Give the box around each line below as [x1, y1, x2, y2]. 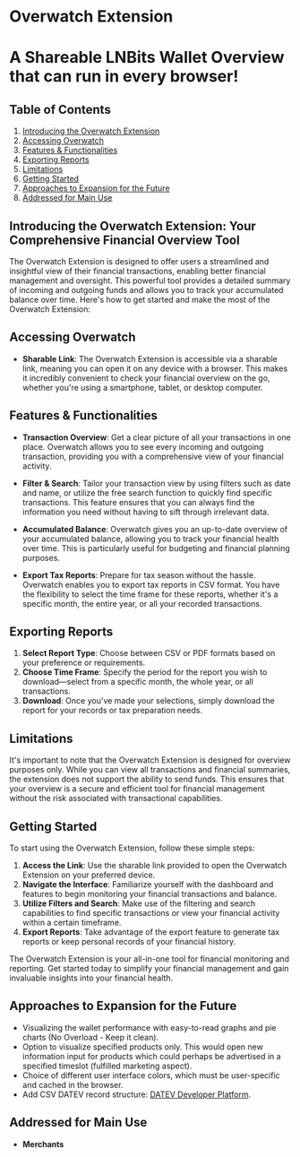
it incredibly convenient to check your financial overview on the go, [21, 372, 270, 383]
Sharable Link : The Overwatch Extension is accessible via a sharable [21, 353, 278, 364]
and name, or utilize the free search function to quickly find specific [21, 487, 273, 498]
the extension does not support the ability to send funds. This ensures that [9, 773, 285, 785]
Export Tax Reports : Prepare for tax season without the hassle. [21, 569, 256, 580]
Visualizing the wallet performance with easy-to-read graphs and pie [21, 1022, 277, 1032]
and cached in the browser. [21, 1079, 124, 1090]
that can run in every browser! [9, 66, 239, 87]
